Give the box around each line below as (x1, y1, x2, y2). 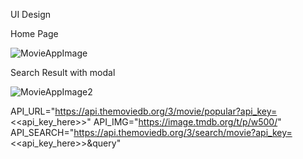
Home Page (10, 28, 59, 39)
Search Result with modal (10, 67, 116, 78)
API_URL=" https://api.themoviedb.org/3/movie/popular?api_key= (10, 105, 278, 117)
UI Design (10, 9, 52, 20)
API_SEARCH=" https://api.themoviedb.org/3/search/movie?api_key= (10, 127, 293, 138)
